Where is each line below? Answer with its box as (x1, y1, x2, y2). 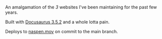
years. (5, 9, 18, 15)
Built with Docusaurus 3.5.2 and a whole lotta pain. (5, 19, 110, 25)
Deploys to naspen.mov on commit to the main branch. (5, 29, 118, 34)
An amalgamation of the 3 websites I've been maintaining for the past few (5, 4, 157, 10)
